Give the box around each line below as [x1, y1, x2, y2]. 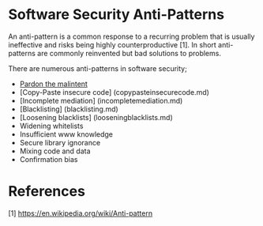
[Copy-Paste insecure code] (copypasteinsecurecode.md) [19, 87, 209, 96]
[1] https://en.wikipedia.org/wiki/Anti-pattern [8, 208, 152, 218]
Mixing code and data [19, 146, 91, 156]
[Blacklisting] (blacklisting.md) [19, 104, 118, 114]
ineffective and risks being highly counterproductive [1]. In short [8, 40, 217, 49]
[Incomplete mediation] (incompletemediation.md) [19, 96, 183, 105]
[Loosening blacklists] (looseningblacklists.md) [19, 112, 174, 122]
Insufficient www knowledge [19, 129, 113, 139]
